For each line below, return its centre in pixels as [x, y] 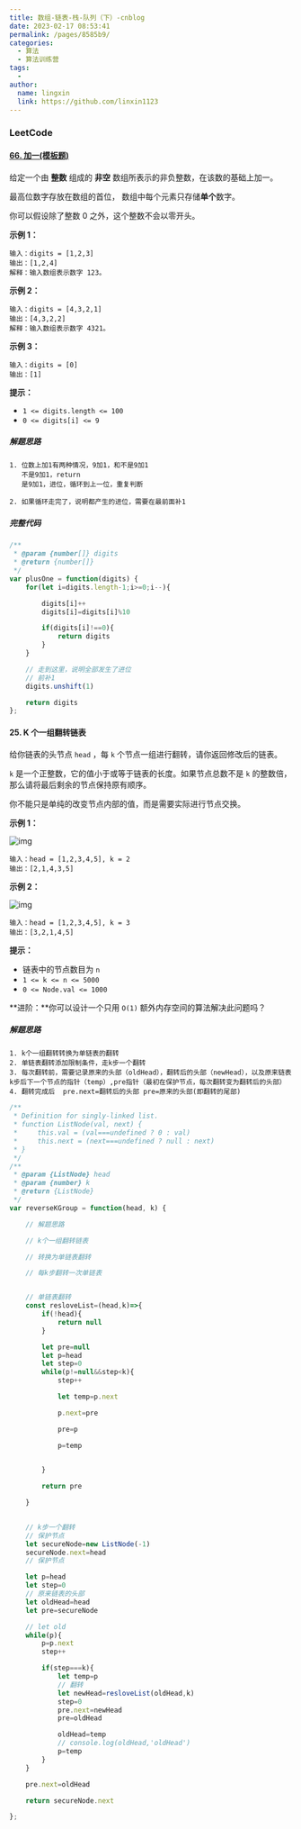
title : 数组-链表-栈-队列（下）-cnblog [77, 18]
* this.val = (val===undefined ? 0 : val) [102, 1133]
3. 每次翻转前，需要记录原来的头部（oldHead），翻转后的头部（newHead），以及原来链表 [150, 1073]
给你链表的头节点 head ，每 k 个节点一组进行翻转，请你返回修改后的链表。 [146, 754]
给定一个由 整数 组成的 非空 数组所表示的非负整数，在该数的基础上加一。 [144, 177]
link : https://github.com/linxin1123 [88, 101]
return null [80, 1322]
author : [24, 85]
